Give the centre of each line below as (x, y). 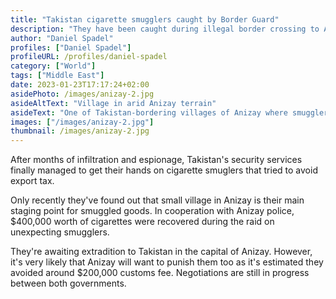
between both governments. (68, 283)
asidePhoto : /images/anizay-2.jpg (82, 94)
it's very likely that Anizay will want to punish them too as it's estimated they (167, 262)
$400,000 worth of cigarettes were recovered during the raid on (142, 222)
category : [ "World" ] (53, 66)
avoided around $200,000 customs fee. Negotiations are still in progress (160, 273)
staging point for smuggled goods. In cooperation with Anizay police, (152, 211)
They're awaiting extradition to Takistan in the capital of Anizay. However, (161, 252)
